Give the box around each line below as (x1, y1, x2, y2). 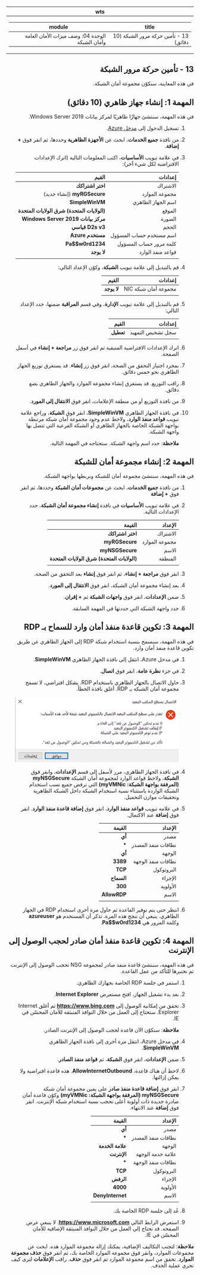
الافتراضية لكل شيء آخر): (122, 160, 179, 167)
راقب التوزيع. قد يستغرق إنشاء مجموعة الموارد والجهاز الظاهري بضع (29, 379, 179, 387)
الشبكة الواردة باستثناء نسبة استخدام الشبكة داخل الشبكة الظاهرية (33, 787, 179, 794)
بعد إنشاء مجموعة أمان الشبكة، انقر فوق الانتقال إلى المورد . (48, 582, 179, 589)
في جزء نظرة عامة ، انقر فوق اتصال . (99, 667, 179, 674)
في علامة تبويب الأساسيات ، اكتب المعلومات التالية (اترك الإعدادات (34, 154, 179, 161)
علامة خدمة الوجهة (136, 1151, 177, 1158)
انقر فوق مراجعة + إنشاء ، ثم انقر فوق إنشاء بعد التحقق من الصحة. (33, 570, 179, 577)
